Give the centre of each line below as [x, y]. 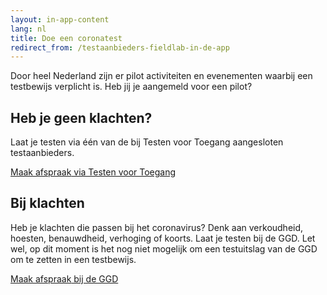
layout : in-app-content [60, 19]
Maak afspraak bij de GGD [64, 278]
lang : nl [28, 29]
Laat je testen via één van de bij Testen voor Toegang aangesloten [147, 142]
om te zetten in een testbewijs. [73, 259]
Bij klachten [47, 203]
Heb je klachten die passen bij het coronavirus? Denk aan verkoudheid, [157, 227]
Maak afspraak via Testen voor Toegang [93, 172]
